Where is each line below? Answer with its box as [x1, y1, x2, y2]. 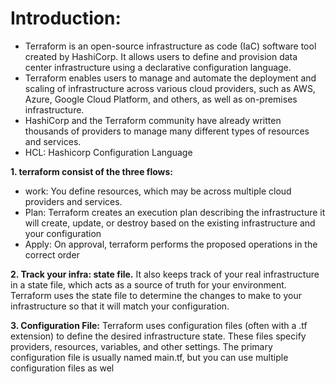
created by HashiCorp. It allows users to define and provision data [24, 50, 298, 62]
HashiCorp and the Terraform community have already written [24, 114, 282, 126]
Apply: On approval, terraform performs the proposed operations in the [24, 238, 318, 250]
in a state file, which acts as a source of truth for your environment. [10, 278, 287, 291]
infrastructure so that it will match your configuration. [10, 300, 230, 312]
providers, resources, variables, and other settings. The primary [10, 340, 273, 352]
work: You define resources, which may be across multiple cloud [24, 185, 292, 197]
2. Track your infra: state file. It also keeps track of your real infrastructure [10, 268, 320, 280]
